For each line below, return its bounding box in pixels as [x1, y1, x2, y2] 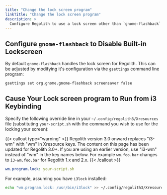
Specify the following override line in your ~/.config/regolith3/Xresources [5, 115, 159, 121]
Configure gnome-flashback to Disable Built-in [5, 39, 147, 48]
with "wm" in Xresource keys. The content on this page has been [15, 141, 149, 147]
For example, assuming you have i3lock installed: [5, 175, 107, 182]
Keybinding [5, 102, 42, 111]
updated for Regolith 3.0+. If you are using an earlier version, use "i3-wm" [5, 146, 157, 152]
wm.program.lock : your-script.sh [5, 166, 75, 172]
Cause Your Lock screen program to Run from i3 [5, 95, 157, 103]
